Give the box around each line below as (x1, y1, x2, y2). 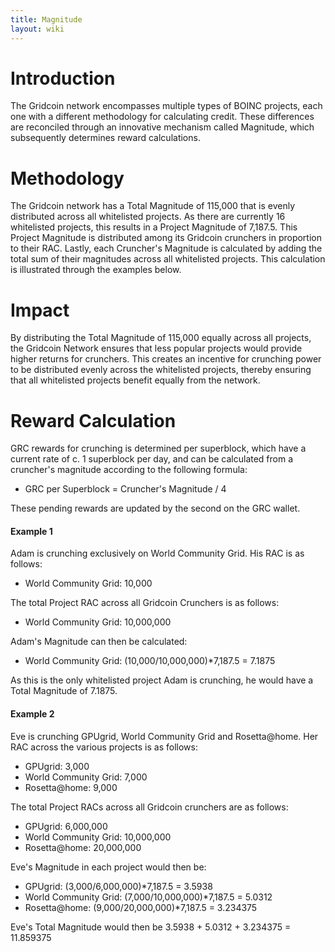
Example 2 (10, 708, 55, 720)
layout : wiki (10, 24, 65, 34)
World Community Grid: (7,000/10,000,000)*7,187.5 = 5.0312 (24, 891, 273, 903)
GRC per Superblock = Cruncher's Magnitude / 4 (24, 483, 227, 495)
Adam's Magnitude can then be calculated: (10, 636, 188, 648)
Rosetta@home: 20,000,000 (24, 841, 142, 853)
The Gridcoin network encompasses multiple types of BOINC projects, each (10, 100, 323, 112)
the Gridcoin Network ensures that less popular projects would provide (10, 342, 303, 355)
